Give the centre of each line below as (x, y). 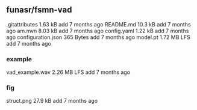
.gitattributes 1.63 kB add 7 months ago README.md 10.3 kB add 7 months (98, 24)
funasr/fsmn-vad (39, 10)
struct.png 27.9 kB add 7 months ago (52, 101)
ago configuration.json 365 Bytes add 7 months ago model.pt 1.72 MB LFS (98, 37)
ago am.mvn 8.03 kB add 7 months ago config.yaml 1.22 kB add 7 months (98, 31)
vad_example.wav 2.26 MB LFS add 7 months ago (68, 72)
